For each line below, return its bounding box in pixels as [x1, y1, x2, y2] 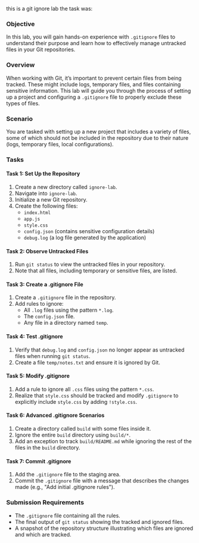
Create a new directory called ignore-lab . [14, 184, 117, 191]
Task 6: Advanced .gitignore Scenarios [6, 412, 105, 419]
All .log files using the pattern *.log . [23, 306, 114, 314]
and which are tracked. [14, 531, 71, 538]
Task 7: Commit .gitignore [6, 457, 71, 464]
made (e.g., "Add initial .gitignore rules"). [14, 484, 115, 491]
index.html [23, 210, 51, 216]
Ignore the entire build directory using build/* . [14, 431, 131, 439]
